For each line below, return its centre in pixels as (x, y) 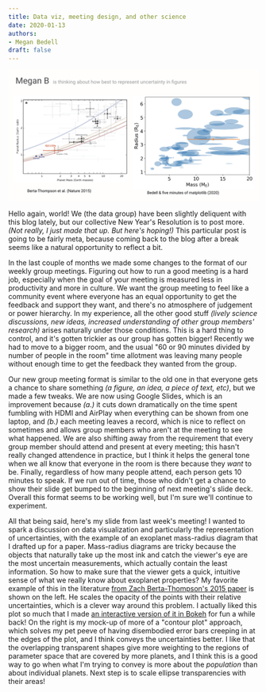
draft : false (30, 50)
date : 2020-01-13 (37, 25)
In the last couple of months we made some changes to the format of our (128, 263)
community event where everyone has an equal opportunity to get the (122, 297)
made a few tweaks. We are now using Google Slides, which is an (116, 396)
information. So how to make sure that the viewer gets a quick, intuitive (124, 572)
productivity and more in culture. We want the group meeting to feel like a (129, 288)
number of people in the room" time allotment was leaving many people (125, 356)
